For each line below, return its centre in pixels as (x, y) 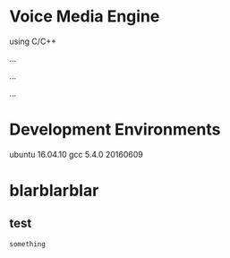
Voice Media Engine (85, 17)
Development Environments (115, 129)
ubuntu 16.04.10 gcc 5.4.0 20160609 (76, 154)
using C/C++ (33, 41)
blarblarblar (54, 191)
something (28, 244)
